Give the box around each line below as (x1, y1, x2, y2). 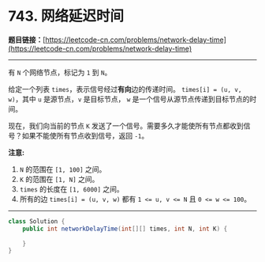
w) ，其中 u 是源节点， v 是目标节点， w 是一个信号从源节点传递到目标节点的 (8, 94, 250, 104)
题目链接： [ (8, 35, 46, 44)
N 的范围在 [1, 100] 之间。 (19, 164, 106, 174)
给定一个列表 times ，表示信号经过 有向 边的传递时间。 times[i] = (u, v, (8, 84, 242, 93)
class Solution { (8, 217, 65, 226)
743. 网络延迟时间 (8, 7, 125, 25)
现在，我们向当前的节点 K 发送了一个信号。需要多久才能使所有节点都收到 (8, 120, 244, 131)
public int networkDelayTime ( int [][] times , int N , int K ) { (22, 225, 228, 233)
